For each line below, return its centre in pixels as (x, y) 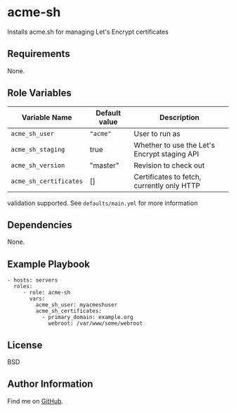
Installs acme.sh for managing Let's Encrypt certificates (88, 32)
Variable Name (47, 117)
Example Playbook (48, 264)
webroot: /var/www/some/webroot (95, 324)
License (25, 345)
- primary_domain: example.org (87, 318)
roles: (23, 287)
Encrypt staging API (166, 154)
